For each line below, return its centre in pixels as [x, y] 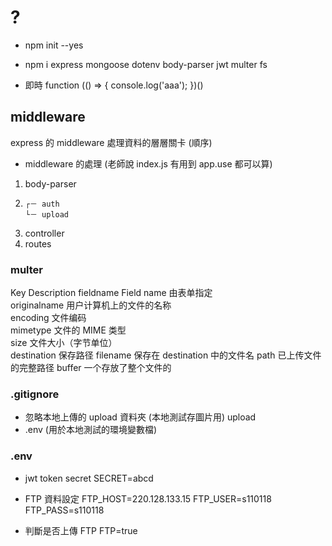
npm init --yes [54, 45]
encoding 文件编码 [48, 318]
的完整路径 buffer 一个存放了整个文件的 [91, 368]
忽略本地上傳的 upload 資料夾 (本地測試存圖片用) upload [140, 417]
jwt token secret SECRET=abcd [89, 478]
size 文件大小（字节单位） [64, 343]
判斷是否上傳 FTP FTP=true [81, 530]
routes [38, 243]
